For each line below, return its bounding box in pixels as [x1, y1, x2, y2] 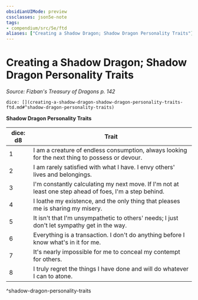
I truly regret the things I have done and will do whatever [33, 265, 189, 273]
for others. [33, 255, 62, 263]
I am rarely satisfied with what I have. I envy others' [33, 163, 175, 172]
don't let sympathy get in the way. [33, 222, 127, 230]
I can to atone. [33, 272, 72, 281]
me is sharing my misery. [33, 205, 103, 213]
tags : [6, 19, 19, 25]
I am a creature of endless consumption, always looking [33, 146, 187, 154]
